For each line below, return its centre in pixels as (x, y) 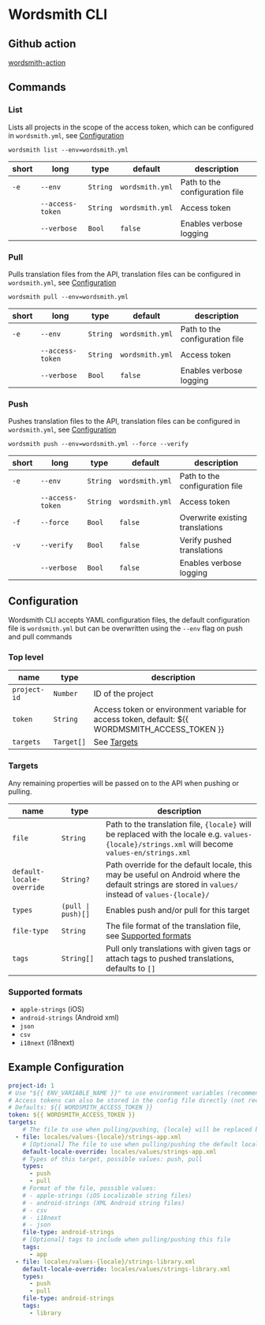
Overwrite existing (213, 518)
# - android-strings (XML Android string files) (104, 1203)
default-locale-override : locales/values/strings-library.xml (127, 1269)
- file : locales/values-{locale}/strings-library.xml (105, 1261)
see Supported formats (148, 935)
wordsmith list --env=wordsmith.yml (68, 150)
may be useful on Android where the (173, 874)
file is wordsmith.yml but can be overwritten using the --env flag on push (125, 628)
